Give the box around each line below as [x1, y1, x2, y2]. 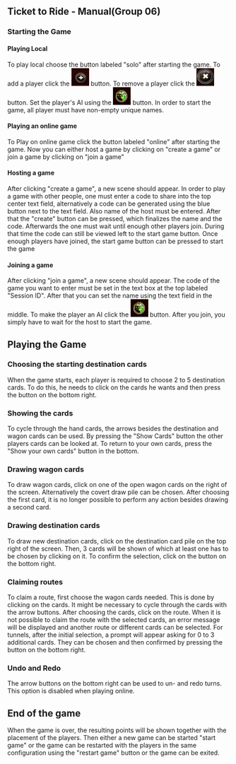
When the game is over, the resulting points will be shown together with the [7, 726, 227, 734]
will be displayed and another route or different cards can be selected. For [7, 623, 223, 631]
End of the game [7, 707, 81, 719]
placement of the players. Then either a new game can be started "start [7, 734, 216, 742]
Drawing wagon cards [7, 464, 85, 474]
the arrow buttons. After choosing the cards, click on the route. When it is [7, 608, 221, 616]
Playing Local [7, 44, 48, 52]
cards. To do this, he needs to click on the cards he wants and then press [7, 383, 221, 392]
